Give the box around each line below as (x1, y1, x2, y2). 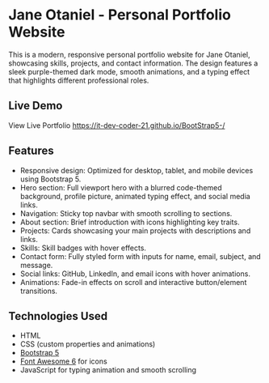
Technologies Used (8, 309, 107, 323)
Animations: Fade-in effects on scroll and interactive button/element (19, 277, 247, 287)
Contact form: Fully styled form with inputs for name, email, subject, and (19, 251, 261, 261)
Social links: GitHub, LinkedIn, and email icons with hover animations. (19, 269, 250, 279)
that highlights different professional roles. (8, 75, 149, 85)
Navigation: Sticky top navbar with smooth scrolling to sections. (19, 208, 233, 218)
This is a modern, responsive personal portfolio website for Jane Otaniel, (8, 49, 250, 59)
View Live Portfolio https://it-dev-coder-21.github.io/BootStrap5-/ (8, 120, 225, 130)
